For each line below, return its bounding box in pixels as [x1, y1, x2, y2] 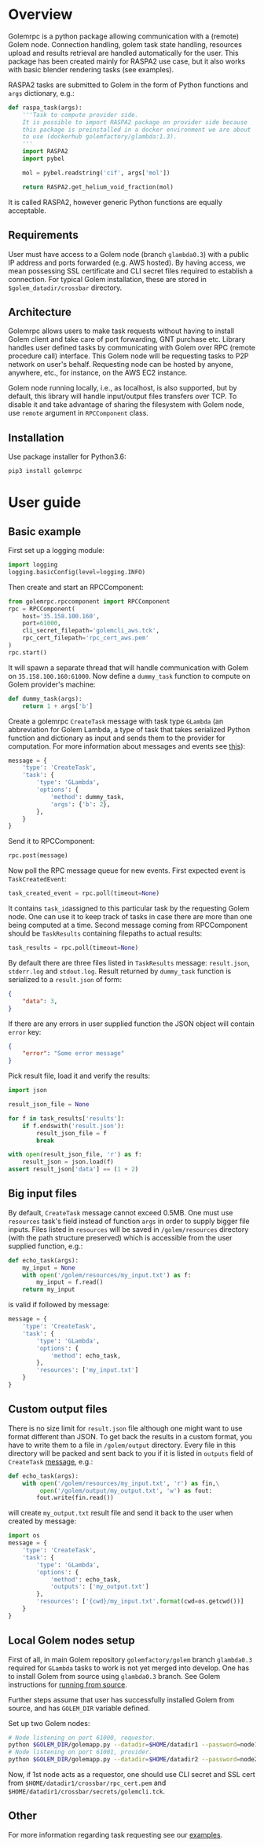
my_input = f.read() [36, 1278, 104, 1286]
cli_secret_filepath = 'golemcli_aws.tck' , [22, 627, 159, 635]
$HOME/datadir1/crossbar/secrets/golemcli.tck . [8, 1787, 166, 1796]
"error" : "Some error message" [22, 1050, 125, 1057]
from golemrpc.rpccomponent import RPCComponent [8, 597, 170, 606]
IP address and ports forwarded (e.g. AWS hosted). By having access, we [8, 258, 246, 267]
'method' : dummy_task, [49, 793, 125, 801]
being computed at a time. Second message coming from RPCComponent [8, 921, 248, 929]
